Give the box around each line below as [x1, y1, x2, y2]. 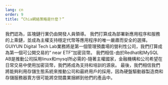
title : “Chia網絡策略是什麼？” [5, 16, 65, 21]
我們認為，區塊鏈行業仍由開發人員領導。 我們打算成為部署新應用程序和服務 [5, 31, 160, 37]
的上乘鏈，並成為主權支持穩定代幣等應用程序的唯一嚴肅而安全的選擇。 [5, 37, 150, 43]
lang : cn [5, 7, 24, 12]
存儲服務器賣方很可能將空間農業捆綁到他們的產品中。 [5, 74, 115, 80]
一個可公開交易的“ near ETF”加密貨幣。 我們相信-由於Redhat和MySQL [14, 49, 159, 55]
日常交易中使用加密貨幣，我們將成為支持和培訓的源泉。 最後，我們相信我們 [5, 62, 160, 68]
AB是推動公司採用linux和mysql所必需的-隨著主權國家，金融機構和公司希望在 [5, 56, 163, 62]
